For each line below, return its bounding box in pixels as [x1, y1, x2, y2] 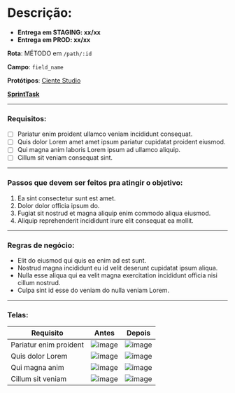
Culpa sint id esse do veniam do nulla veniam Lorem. [17, 286, 170, 295]
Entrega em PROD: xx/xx [17, 35, 91, 43]
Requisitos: [7, 113, 47, 123]
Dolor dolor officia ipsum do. [17, 201, 100, 209]
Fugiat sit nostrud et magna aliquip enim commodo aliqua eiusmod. [17, 209, 211, 217]
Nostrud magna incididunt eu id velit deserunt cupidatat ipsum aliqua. [17, 264, 218, 273]
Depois [126, 328, 151, 338]
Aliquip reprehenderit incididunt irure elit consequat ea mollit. [17, 216, 194, 225]
